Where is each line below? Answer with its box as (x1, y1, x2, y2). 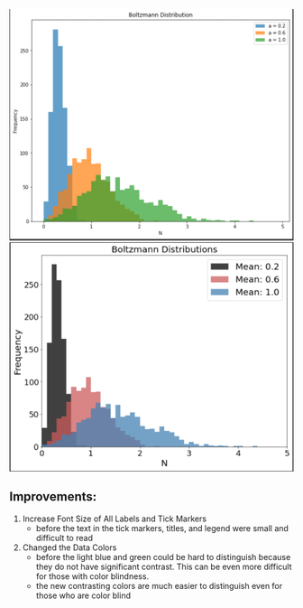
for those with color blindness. (35, 570, 150, 582)
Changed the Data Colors (22, 542, 117, 553)
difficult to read (35, 532, 93, 543)
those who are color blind (35, 590, 131, 601)
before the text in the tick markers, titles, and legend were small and (35, 522, 289, 533)
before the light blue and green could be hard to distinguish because (35, 551, 291, 562)
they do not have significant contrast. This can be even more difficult (35, 561, 292, 572)
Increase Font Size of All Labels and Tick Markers (22, 513, 207, 524)
